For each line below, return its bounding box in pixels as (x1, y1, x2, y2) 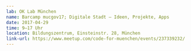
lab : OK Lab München (6, 8, 57, 15)
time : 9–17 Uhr (6, 25, 43, 31)
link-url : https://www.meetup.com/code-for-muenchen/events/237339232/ (6, 36, 185, 42)
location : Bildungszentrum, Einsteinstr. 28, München (6, 30, 141, 36)
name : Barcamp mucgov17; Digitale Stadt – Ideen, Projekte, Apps (6, 14, 169, 20)
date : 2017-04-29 (6, 19, 49, 25)
